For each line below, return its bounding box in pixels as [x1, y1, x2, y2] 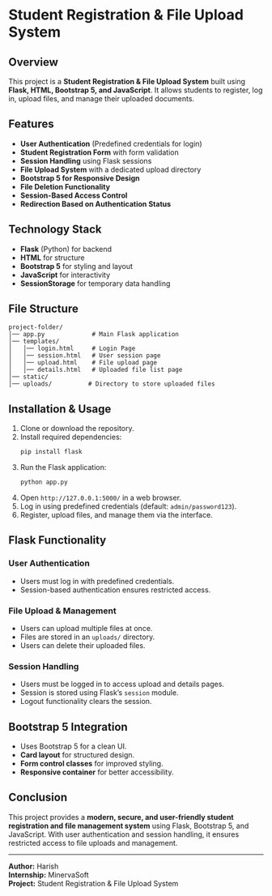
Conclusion [8, 791, 68, 804]
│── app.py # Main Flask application [8, 331, 180, 339]
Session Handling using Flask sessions [19, 156, 152, 165]
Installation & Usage [8, 402, 112, 416]
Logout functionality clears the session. [19, 697, 152, 706]
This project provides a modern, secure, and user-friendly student [8, 812, 234, 821]
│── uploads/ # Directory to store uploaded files [8, 380, 216, 388]
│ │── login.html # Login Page [8, 344, 136, 353]
